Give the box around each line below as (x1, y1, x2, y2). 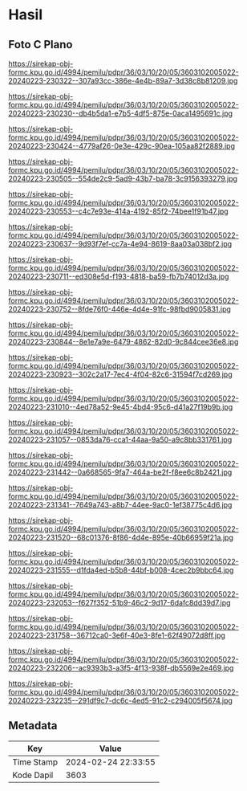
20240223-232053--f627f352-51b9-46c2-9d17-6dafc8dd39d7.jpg (8, 598, 231, 607)
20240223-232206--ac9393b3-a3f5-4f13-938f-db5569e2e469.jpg (8, 663, 234, 672)
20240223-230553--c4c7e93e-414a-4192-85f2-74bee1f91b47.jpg (8, 206, 229, 216)
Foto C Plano (8, 38, 73, 51)
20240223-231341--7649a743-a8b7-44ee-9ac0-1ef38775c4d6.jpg (8, 500, 233, 509)
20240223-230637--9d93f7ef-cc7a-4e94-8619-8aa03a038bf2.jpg (8, 239, 233, 248)
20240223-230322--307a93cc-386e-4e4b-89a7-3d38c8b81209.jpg (8, 76, 238, 85)
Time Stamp (12, 756, 59, 768)
